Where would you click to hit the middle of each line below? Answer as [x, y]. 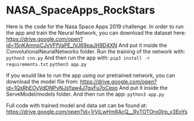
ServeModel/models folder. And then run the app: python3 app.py [85, 94]
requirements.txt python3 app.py [46, 64]
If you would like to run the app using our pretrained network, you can [91, 75]
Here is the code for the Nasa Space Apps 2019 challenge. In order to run [95, 26]
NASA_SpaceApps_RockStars [81, 10]
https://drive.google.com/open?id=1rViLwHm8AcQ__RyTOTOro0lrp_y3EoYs [97, 112]
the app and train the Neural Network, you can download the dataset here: [96, 32]
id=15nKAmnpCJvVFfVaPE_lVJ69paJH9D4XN [62, 45]
